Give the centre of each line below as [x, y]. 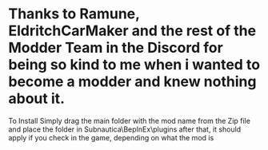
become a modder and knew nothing [132, 82]
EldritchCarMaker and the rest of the [132, 31]
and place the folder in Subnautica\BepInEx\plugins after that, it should [125, 129]
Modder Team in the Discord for [116, 48]
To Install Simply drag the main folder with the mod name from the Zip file [129, 120]
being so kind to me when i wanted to [134, 65]
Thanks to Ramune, [74, 14]
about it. [37, 99]
